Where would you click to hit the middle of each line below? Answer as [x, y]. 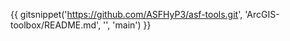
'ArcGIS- [262, 14]
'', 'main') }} [127, 25]
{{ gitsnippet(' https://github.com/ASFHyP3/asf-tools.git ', [126, 14]
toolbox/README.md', [56, 25]
